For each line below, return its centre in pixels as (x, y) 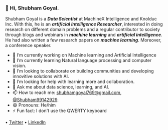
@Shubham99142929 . (36, 100)
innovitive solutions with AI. (41, 76)
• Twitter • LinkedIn (26, 122)
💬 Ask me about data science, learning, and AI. (61, 87)
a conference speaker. (28, 45)
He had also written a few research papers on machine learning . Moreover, (83, 40)
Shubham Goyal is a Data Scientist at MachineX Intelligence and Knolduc (81, 19)
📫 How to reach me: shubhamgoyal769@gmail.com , (67, 92)
